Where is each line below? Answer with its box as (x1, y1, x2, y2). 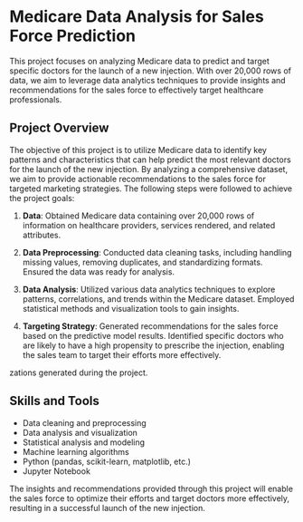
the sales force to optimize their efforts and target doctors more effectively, (9, 492, 290, 504)
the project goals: (9, 192, 75, 203)
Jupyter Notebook (22, 465, 90, 477)
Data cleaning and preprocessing (22, 417, 147, 428)
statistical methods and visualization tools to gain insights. (22, 303, 240, 314)
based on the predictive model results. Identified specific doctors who (22, 330, 284, 341)
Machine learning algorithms (22, 446, 129, 457)
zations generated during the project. (9, 367, 148, 378)
